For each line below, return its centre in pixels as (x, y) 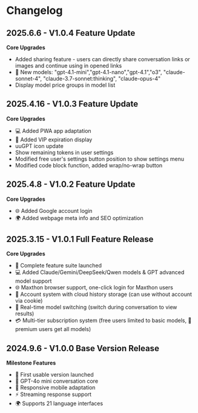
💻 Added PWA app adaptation (53, 130)
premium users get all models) (53, 329)
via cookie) (29, 301)
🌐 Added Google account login (54, 210)
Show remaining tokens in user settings (64, 152)
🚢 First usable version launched (54, 375)
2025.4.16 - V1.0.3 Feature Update (72, 104)
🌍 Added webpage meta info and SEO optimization (79, 218)
